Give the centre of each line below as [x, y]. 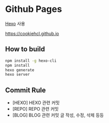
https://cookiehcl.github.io [32, 33]
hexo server [17, 75]
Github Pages [34, 9]
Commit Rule [26, 90]
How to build [25, 49]
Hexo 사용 [15, 23]
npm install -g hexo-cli [31, 61]
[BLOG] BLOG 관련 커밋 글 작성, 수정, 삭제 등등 [58, 115]
